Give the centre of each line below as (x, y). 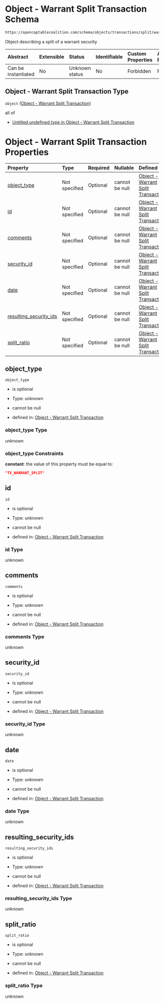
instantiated (21, 74)
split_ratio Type (24, 985)
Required (99, 168)
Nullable (124, 168)
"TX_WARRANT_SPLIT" (25, 473)
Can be (16, 68)
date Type (17, 811)
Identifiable (109, 57)
